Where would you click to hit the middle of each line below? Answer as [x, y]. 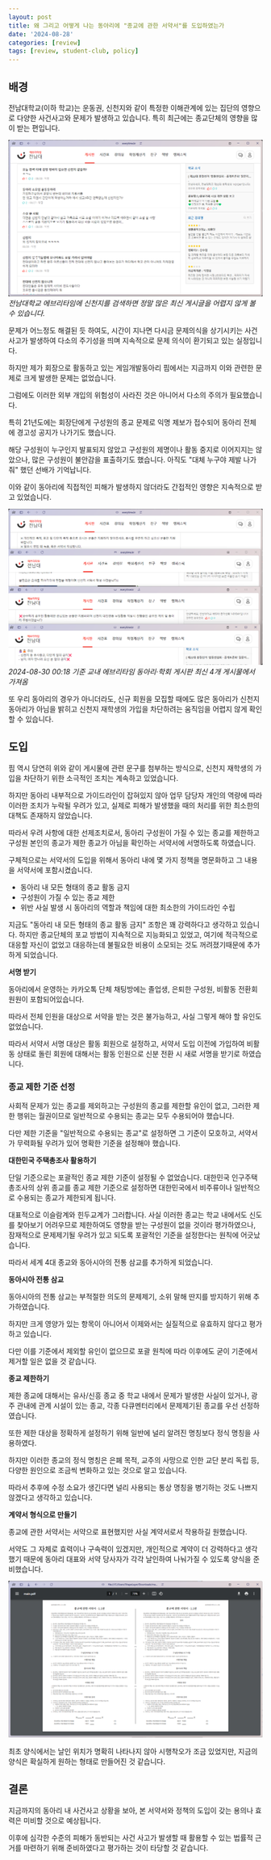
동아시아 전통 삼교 [36, 1279]
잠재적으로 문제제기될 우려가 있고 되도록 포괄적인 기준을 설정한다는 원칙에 [124, 1235]
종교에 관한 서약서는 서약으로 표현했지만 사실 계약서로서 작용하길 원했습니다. [128, 1532]
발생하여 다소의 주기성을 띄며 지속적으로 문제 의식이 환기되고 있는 [132, 340]
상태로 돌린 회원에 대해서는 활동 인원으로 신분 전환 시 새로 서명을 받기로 [128, 1053]
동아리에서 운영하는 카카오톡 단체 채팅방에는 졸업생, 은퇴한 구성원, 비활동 [122, 989]
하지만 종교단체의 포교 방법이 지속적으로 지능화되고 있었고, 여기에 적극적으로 [138, 934]
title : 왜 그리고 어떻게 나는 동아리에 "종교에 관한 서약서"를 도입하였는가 [117, 25]
